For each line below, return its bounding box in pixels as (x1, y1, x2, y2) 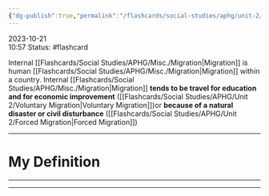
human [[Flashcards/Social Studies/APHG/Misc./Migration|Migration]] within (8, 66, 260, 76)
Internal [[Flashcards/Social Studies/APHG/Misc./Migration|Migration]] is (8, 58, 248, 67)
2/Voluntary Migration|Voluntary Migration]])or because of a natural (8, 100, 234, 110)
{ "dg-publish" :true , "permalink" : (8, 11, 120, 20)
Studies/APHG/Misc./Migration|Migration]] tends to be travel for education (8, 83, 257, 93)
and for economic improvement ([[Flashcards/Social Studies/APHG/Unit (8, 91, 248, 101)
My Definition (8, 153, 101, 170)
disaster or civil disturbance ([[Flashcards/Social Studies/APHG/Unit (8, 109, 237, 118)
